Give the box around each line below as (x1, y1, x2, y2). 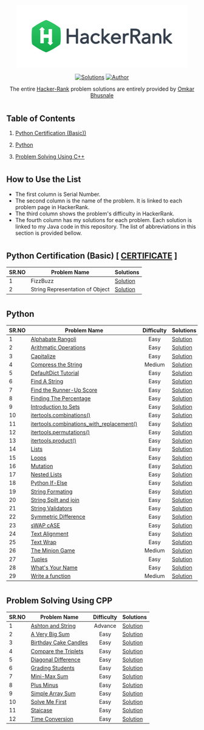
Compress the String (30, 361, 83, 368)
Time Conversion (30, 715, 74, 722)
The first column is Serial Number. (15, 190, 101, 198)
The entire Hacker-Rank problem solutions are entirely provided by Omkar (9, 85, 195, 92)
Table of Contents (6, 113, 76, 123)
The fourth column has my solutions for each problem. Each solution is (15, 216, 192, 223)
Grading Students (30, 664, 75, 672)
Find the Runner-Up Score (30, 386, 98, 394)
